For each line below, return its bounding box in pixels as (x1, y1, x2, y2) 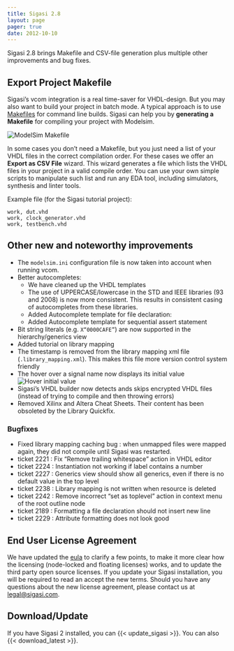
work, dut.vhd (7, 209, 49, 216)
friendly (17, 362, 41, 370)
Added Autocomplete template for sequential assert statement (27, 317, 207, 325)
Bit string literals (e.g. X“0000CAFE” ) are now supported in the (17, 325, 191, 333)
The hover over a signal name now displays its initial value (17, 370, 185, 378)
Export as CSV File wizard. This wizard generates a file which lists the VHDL (7, 159, 228, 168)
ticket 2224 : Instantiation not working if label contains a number (17, 462, 203, 471)
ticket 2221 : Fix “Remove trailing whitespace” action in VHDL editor (17, 455, 212, 463)
